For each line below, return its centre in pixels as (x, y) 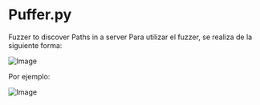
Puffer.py (40, 15)
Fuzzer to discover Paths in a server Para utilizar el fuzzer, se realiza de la (130, 37)
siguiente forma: (35, 45)
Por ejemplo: (29, 76)
